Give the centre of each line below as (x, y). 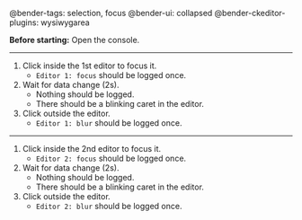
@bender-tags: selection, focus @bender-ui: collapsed (111, 13)
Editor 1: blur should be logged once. (109, 123)
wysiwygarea (65, 22)
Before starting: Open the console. (75, 40)
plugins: (24, 22)
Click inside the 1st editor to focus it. (89, 66)
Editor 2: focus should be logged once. (111, 158)
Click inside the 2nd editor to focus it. (92, 149)
